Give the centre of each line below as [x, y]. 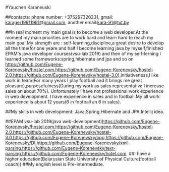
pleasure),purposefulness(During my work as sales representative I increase [84, 86]
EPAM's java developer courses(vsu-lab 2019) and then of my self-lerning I [83, 53]
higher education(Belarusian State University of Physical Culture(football [81, 159]
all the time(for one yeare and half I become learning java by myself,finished [84, 48]
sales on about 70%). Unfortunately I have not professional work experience [84, 91]
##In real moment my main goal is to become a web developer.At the [77, 32]
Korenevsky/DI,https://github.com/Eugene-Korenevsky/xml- [68, 143]
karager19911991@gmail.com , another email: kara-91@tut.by [67, 22]
